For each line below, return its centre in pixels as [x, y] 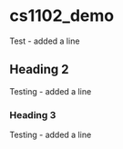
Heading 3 [33, 114]
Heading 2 [40, 70]
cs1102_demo [62, 16]
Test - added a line [45, 41]
